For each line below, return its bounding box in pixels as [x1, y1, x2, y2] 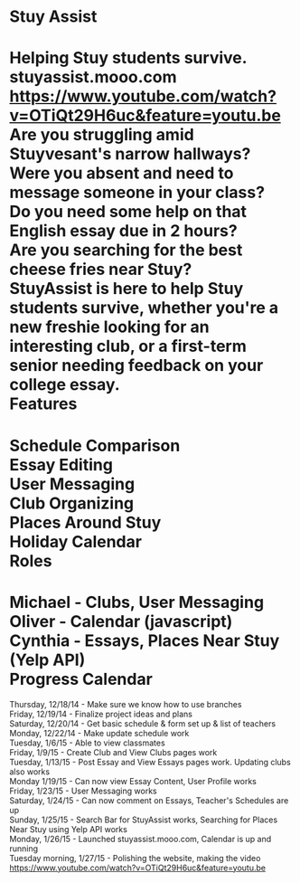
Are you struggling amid [9, 125, 194, 146]
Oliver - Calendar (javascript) [9, 611, 233, 631]
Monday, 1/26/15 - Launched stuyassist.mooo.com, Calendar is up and [9, 833, 272, 844]
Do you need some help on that [9, 202, 247, 223]
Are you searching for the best [9, 240, 243, 261]
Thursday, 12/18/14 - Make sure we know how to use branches [9, 698, 242, 709]
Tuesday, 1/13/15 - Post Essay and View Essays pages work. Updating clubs [9, 756, 291, 767]
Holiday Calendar [9, 531, 143, 552]
